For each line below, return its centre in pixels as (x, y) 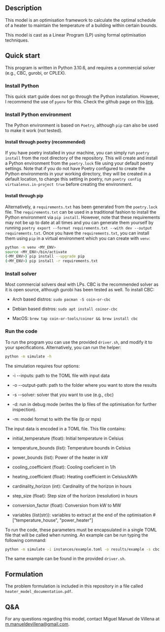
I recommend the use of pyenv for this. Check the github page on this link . (80, 101)
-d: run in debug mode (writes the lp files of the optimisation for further (84, 404)
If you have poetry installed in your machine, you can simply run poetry (77, 153)
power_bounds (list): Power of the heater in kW (60, 457)
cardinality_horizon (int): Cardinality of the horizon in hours (72, 486)
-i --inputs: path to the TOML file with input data (61, 375)
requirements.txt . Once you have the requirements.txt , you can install (77, 233)
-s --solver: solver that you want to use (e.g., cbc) (63, 395)
